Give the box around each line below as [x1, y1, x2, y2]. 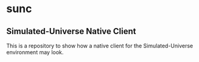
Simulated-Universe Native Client [6, 26, 136, 36]
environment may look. [6, 49, 64, 56]
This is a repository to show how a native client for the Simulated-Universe [6, 42, 194, 49]
